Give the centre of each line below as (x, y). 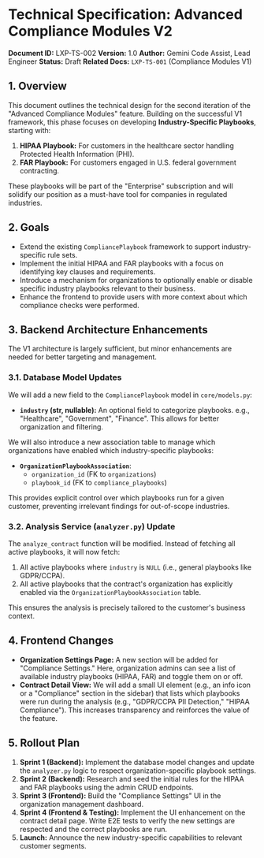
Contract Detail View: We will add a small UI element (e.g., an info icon (135, 685)
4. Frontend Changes (61, 641)
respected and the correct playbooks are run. (93, 829)
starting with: (30, 130)
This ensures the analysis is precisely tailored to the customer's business (127, 607)
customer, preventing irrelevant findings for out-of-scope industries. (119, 506)
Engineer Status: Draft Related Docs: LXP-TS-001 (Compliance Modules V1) (130, 61)
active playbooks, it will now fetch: (64, 552)
